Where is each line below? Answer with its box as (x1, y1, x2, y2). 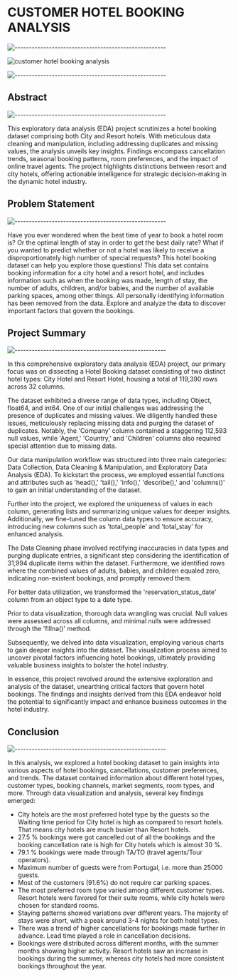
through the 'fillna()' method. (7, 625, 92, 633)
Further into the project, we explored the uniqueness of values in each (7, 500, 213, 508)
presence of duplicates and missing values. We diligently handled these (7, 411, 217, 420)
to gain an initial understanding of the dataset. (7, 486, 142, 494)
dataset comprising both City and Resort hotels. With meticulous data (7, 131, 211, 140)
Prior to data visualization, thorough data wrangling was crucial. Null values (7, 609, 228, 618)
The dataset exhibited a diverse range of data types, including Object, (7, 397, 212, 405)
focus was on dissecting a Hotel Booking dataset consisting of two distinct (7, 367, 226, 376)
